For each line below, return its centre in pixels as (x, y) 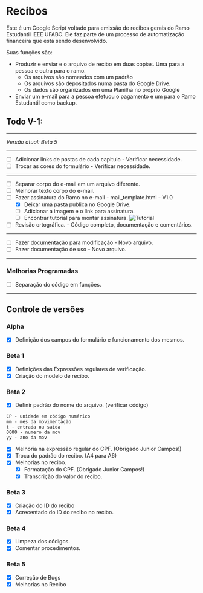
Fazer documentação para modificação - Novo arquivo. (84, 242)
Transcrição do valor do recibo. (63, 476)
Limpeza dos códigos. (43, 542)
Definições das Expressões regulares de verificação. (81, 369)
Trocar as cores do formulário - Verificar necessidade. (83, 166)
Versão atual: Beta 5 (32, 142)
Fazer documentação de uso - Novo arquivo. (71, 250)
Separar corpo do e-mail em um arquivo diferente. (77, 184)
